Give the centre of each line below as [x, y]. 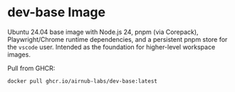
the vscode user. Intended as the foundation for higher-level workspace [111, 47]
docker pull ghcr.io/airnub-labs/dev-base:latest [83, 81]
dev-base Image [56, 12]
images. [19, 54]
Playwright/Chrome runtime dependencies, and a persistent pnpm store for [117, 39]
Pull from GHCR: [31, 68]
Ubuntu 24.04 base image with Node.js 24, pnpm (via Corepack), [103, 32]
